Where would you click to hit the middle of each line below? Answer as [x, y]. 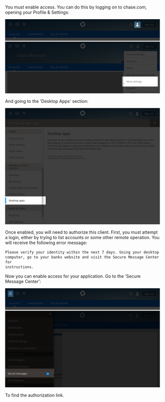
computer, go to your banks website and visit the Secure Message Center [82, 257]
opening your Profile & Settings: [37, 12]
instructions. [20, 267]
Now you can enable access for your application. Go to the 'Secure [73, 276]
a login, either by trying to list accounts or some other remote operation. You [82, 237]
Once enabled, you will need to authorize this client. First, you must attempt [82, 232]
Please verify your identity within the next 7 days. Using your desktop [82, 252]
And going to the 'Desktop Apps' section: [47, 101]
